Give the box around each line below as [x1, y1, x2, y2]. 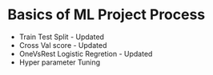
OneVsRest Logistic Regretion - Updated [18, 49, 153, 58]
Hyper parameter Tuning [18, 57, 101, 67]
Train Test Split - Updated [18, 32, 105, 41]
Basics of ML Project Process [7, 6, 206, 24]
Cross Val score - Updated [18, 40, 107, 49]
